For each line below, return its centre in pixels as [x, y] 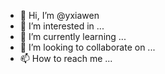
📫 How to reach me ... [66, 58]
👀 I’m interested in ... [62, 26]
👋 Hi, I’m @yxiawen [59, 15]
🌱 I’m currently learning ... [73, 36]
